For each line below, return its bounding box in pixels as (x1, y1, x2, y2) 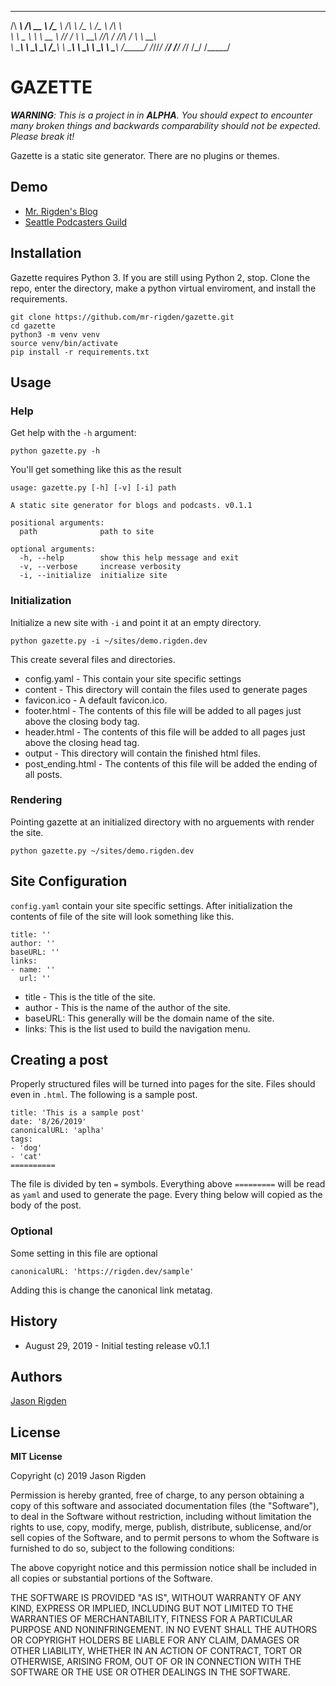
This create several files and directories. (10, 653, 176, 665)
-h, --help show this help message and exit (19, 553, 240, 563)
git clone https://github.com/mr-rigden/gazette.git (10, 312, 235, 322)
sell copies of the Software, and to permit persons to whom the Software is (10, 1532, 320, 1544)
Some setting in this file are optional (10, 1247, 158, 1259)
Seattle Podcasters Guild (24, 216, 128, 228)
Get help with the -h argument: (10, 427, 137, 439)
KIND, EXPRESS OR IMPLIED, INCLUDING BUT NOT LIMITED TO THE (10, 1602, 294, 1615)
